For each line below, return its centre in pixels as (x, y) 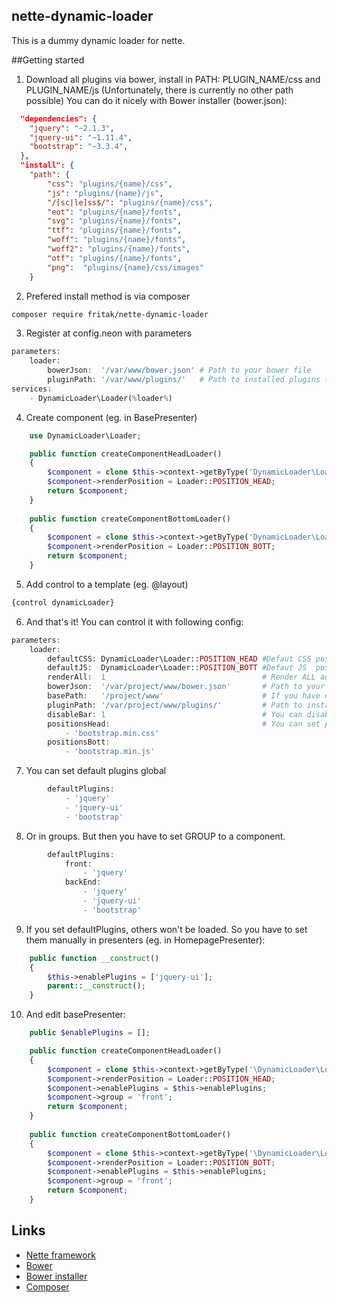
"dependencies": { (59, 119)
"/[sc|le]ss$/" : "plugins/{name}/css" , (130, 202)
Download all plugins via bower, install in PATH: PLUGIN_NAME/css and (173, 79)
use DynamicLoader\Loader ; (85, 435)
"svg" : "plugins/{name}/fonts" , (115, 221)
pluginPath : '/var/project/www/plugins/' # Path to (175, 705)
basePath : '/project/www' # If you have (184, 696)
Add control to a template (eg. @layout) (107, 584)
